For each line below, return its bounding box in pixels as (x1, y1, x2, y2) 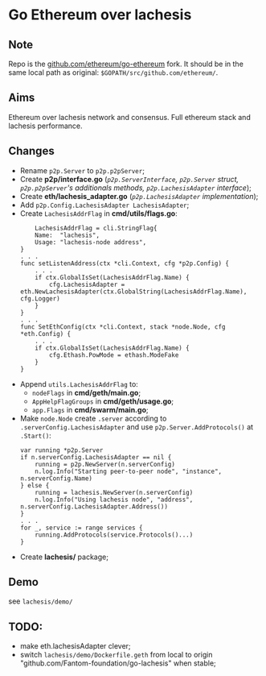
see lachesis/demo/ (8, 596, 73, 606)
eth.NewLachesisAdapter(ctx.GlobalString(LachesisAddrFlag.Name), (19, 288, 248, 296)
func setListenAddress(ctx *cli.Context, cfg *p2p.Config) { (19, 259, 230, 267)
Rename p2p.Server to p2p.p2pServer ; (19, 165, 145, 175)
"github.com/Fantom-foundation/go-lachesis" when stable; (19, 658, 217, 668)
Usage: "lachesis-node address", (35, 238, 147, 247)
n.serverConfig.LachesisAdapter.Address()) (19, 502, 169, 511)
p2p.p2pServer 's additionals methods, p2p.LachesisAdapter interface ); (19, 183, 252, 193)
